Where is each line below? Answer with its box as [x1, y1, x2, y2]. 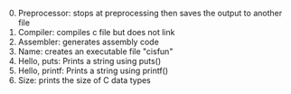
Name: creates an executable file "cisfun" [17, 46, 174, 57]
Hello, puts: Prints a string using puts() [17, 56, 162, 66]
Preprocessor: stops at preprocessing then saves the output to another [17, 8, 283, 18]
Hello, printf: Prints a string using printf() [17, 65, 169, 76]
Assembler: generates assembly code [17, 36, 160, 47]
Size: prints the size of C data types [17, 75, 152, 85]
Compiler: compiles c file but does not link [17, 27, 175, 37]
